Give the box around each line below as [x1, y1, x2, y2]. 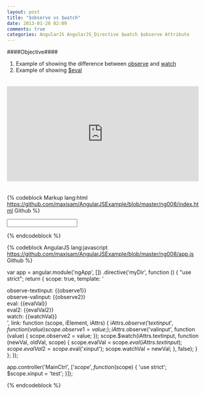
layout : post [7, 9, 40, 15]
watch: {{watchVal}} [7, 313, 57, 320]
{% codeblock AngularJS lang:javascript [7, 244, 108, 252]
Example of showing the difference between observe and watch [15, 60, 176, 68]
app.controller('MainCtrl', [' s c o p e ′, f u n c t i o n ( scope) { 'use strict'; [7, 364, 167, 371]
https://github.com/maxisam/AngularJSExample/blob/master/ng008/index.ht [7, 200, 199, 208]
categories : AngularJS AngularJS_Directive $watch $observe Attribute [7, 32, 190, 38]
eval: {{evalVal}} [7, 300, 47, 308]
